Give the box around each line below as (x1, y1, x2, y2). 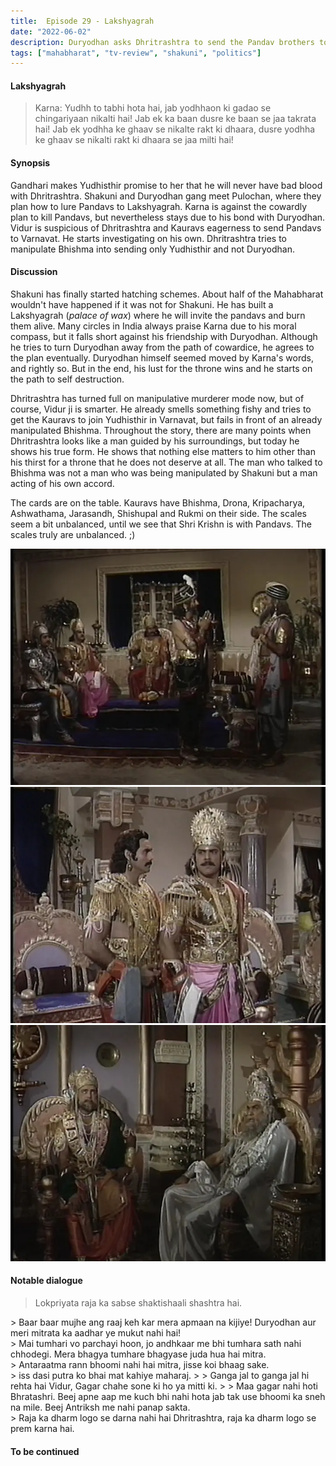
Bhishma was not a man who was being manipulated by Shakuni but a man (10, 466, 318, 479)
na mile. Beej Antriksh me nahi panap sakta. (10, 1401, 191, 1414)
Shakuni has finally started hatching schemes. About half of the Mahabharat (10, 288, 324, 300)
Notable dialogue (10, 1275, 83, 1287)
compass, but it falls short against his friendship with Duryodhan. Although (10, 330, 318, 342)
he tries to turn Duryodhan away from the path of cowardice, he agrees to (10, 341, 315, 353)
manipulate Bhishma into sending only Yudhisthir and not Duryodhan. (10, 243, 295, 255)
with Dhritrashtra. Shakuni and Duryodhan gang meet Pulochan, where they (10, 190, 322, 202)
